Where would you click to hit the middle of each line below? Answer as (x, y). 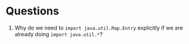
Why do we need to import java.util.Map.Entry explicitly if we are (99, 28)
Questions (32, 11)
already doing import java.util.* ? (59, 34)
